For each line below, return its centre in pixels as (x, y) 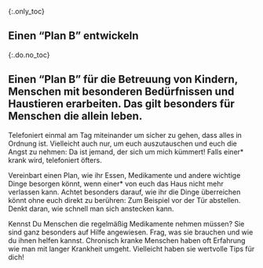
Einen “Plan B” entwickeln (73, 36)
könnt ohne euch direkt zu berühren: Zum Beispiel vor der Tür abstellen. (124, 200)
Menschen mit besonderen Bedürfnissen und (121, 92)
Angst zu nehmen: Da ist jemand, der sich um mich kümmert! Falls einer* (126, 151)
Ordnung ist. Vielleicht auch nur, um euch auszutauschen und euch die (122, 143)
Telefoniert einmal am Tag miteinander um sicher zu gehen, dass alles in (125, 135)
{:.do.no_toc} (29, 55)
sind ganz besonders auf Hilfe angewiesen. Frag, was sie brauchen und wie (131, 232)
